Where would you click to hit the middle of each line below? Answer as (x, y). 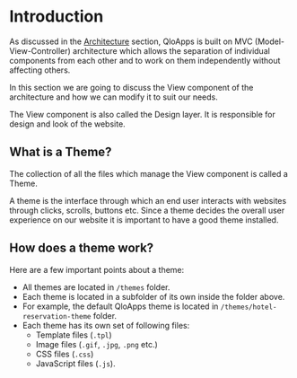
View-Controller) (40, 50)
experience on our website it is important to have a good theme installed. (144, 220)
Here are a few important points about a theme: (97, 269)
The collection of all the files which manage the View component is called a (149, 173)
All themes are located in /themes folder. (96, 287)
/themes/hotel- (249, 307)
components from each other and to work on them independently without (145, 60)
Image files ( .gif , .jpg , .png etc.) (97, 344)
